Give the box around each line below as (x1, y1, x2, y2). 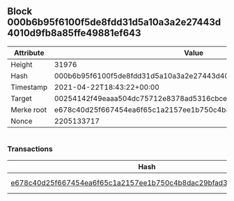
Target (10, 93, 33, 103)
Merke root (10, 104, 47, 114)
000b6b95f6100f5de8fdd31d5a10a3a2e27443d (7, 17, 221, 29)
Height (10, 59, 33, 69)
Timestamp (10, 82, 48, 92)
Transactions (7, 144, 54, 154)
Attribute (13, 48, 45, 58)
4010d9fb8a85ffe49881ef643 (7, 27, 141, 39)
